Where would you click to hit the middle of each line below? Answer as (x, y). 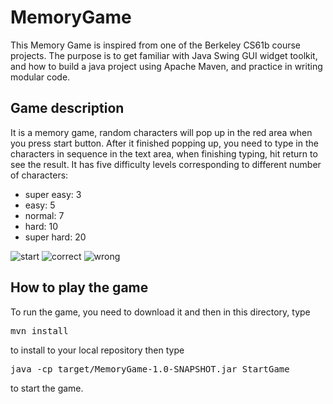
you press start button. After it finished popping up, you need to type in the (164, 143)
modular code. (40, 77)
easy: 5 (40, 205)
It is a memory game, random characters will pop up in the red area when (161, 132)
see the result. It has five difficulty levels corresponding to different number (166, 164)
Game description (67, 108)
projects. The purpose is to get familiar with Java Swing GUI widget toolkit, (164, 55)
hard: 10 (41, 226)
